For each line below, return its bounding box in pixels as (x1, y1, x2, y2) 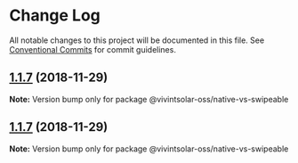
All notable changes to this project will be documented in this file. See (9, 35, 265, 45)
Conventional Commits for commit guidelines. (9, 44, 176, 54)
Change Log (9, 5, 101, 26)
